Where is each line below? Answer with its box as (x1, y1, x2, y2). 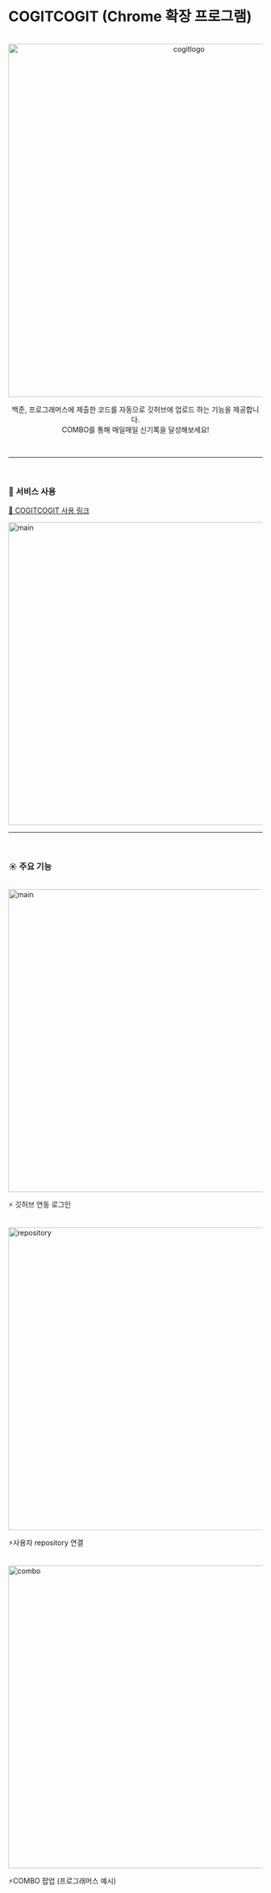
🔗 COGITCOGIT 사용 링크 (8, 506, 90, 515)
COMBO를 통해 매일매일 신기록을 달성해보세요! (61, 425, 210, 434)
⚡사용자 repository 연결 (8, 1538, 84, 1547)
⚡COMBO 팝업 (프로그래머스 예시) (8, 1875, 117, 1886)
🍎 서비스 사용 (8, 485, 56, 497)
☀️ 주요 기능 (8, 861, 52, 872)
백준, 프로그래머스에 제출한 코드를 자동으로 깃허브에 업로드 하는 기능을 (11, 405, 231, 414)
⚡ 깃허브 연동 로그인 (8, 1199, 71, 1209)
